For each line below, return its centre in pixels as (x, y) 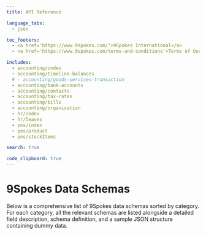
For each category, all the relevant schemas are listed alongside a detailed (100, 212)
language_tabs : (26, 23)
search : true (23, 148)
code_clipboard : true (34, 159)
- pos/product (30, 131)
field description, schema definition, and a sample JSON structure (90, 219)
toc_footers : (23, 40)
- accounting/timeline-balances (53, 74)
